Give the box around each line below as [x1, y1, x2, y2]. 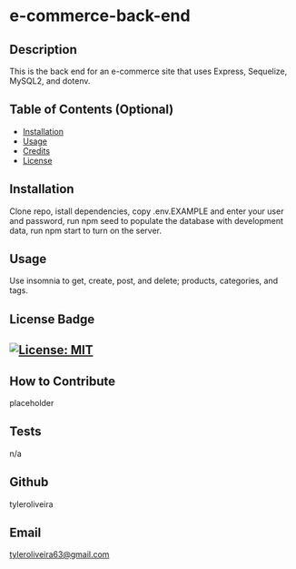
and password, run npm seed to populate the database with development [9, 215, 284, 226]
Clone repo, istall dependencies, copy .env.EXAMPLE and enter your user [9, 206, 284, 217]
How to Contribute [9, 373, 116, 389]
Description [9, 42, 77, 57]
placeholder [9, 398, 54, 409]
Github [9, 474, 49, 490]
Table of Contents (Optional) [9, 102, 174, 117]
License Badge [9, 311, 95, 327]
